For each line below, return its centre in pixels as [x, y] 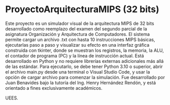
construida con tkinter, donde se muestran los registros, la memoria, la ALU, [84, 50]
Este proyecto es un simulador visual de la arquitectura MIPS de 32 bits [80, 23]
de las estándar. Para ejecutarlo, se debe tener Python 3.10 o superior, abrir [84, 66]
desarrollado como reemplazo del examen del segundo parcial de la [76, 28]
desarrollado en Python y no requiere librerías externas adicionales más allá [84, 61]
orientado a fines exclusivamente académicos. [54, 88]
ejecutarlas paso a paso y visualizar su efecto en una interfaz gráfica [77, 45]
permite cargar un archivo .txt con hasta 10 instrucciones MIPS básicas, [80, 40]
